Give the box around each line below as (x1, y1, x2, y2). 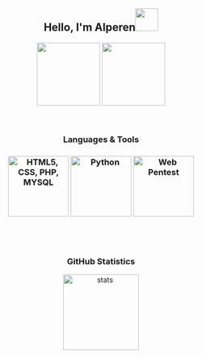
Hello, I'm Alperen (43, 21, 137, 35)
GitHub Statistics (66, 256, 136, 267)
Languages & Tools (62, 134, 140, 145)
